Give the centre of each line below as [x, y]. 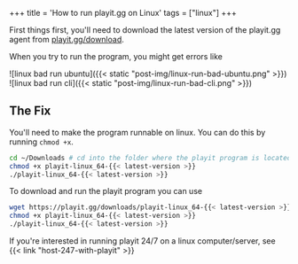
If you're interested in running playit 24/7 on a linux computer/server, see [143, 241]
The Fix [30, 111]
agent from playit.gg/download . [67, 39]
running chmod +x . [41, 142]
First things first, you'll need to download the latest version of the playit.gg [145, 30]
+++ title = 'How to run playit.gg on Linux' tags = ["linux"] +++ [123, 13]
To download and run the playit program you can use [106, 191]
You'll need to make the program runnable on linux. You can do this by [137, 132]
